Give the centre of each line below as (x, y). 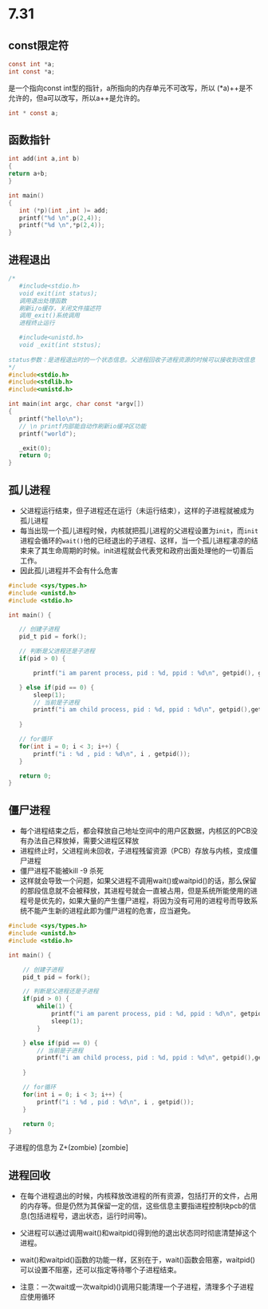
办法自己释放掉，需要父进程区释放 (83, 841)
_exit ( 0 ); (35, 448)
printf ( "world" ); (48, 434)
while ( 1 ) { (55, 1007)
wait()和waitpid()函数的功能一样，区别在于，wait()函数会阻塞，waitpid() (137, 1260)
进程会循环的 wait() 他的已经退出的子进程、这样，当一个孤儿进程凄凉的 (135, 540)
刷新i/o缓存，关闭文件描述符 (60, 308)
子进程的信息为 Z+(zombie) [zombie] (69, 1148)
